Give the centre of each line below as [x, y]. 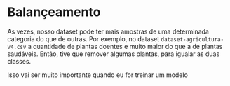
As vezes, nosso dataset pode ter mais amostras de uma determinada [108, 31]
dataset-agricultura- [192, 39]
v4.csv [17, 47]
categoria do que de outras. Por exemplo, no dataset [83, 38]
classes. [19, 61]
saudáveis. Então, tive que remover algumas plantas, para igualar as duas [114, 54]
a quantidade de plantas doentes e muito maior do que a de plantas [125, 46]
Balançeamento [54, 12]
